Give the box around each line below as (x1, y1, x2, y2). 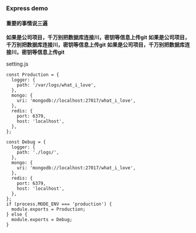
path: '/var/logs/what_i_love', (17, 82, 96, 88)
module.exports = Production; (11, 206, 86, 212)
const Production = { (6, 72, 60, 78)
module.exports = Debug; (11, 217, 73, 223)
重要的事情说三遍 (6, 20, 48, 27)
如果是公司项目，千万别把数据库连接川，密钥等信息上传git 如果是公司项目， (6, 34, 190, 41)
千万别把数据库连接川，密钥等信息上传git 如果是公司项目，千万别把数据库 (6, 41, 185, 48)
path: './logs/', (17, 150, 60, 156)
